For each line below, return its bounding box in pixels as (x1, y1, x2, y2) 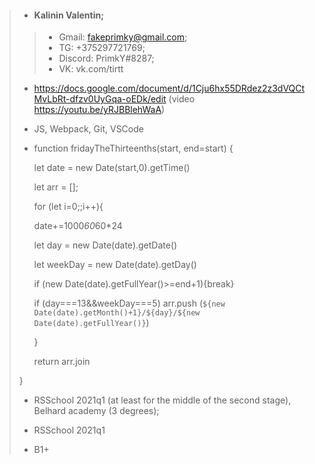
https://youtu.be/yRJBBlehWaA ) (33, 104, 166, 116)
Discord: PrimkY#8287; (58, 52, 155, 65)
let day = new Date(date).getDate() (33, 239, 178, 251)
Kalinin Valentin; (33, 9, 104, 21)
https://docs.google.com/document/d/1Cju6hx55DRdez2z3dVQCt (33, 82, 306, 95)
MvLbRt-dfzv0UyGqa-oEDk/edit (33, 93, 167, 105)
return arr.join (33, 356, 91, 368)
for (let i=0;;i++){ (33, 201, 104, 213)
